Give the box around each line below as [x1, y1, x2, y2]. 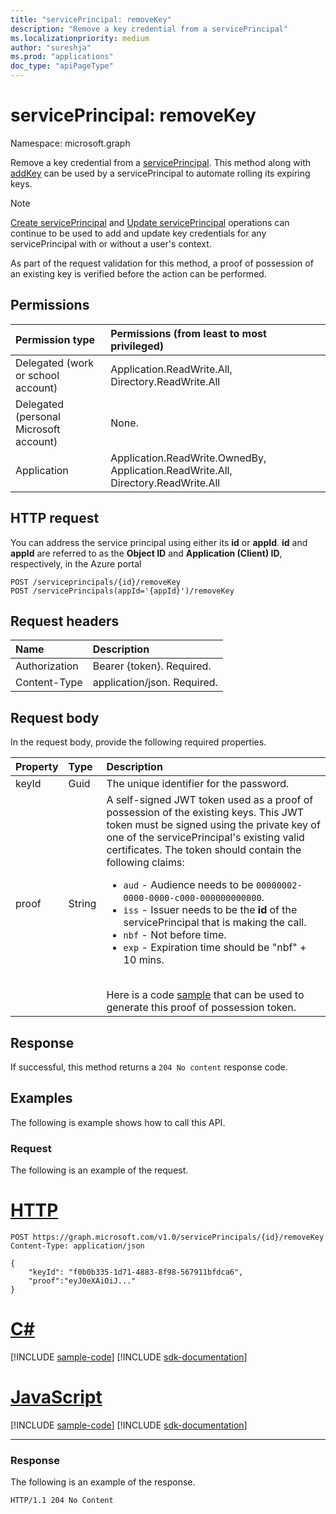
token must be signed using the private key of [106, 818, 321, 832]
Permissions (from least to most [110, 326, 267, 340]
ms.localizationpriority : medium [10, 33, 150, 43]
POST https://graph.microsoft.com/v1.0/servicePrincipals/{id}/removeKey [10, 1232, 325, 1243]
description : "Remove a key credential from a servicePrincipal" [10, 24, 288, 34]
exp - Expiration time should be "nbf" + [123, 941, 307, 955]
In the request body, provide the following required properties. [10, 736, 267, 748]
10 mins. [123, 953, 165, 967]
